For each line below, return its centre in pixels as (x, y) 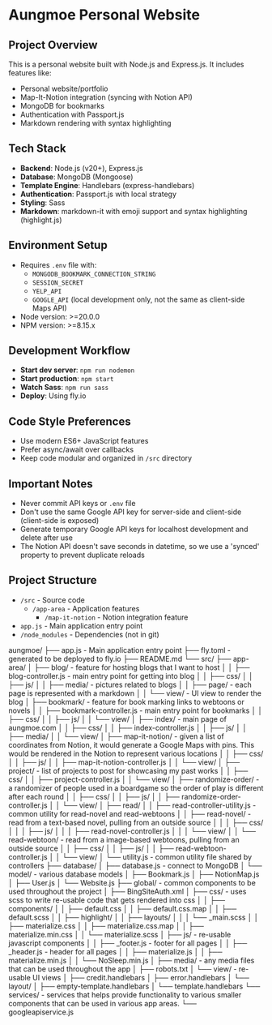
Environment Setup (58, 245)
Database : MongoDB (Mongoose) (76, 177)
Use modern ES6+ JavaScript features (84, 441)
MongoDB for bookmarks (62, 106)
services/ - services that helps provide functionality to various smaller (125, 994)
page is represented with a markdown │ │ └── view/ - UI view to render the (135, 693)
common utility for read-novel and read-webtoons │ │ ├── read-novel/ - (130, 813)
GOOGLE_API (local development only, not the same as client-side (138, 299)
